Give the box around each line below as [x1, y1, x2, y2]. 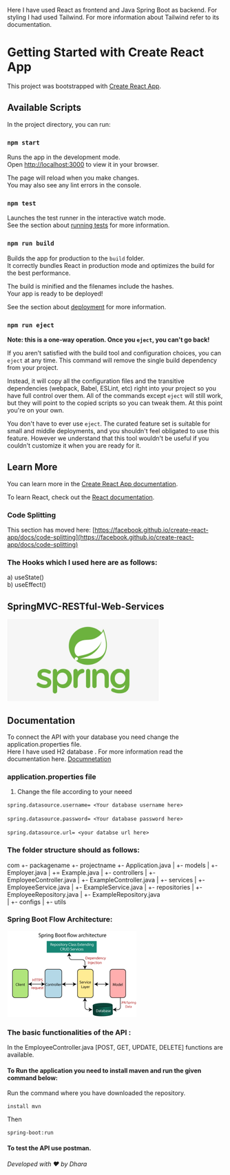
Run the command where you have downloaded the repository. [7, 1089, 186, 1097]
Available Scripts [7, 102, 81, 114]
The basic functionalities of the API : [7, 1028, 132, 1037]
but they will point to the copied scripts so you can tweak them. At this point [7, 399, 222, 407]
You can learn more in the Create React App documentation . [7, 479, 178, 488]
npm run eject [7, 321, 54, 329]
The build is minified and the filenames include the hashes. [7, 282, 174, 290]
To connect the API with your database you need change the [7, 733, 179, 741]
